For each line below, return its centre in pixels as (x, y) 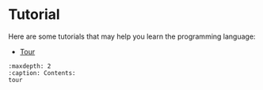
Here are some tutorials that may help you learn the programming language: (132, 36)
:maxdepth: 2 (30, 66)
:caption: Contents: (42, 73)
